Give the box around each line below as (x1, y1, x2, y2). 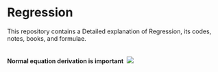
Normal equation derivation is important (7, 56, 124, 65)
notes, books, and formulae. (7, 34, 87, 42)
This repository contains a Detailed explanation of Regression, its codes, (7, 27, 212, 35)
